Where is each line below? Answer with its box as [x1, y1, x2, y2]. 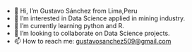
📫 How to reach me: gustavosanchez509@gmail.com [13, 37, 172, 45]
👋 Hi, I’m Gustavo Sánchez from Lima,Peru [13, 7, 138, 15]
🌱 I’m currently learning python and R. [13, 22, 125, 30]
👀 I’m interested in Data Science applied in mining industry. [13, 14, 186, 22]
